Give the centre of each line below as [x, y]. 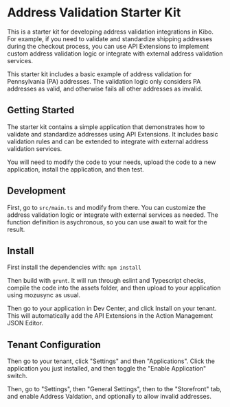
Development [37, 191]
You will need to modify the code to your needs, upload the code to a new [112, 162]
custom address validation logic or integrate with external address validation [115, 54]
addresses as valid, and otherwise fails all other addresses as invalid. [105, 89]
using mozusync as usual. [44, 295]
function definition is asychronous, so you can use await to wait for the [107, 222]
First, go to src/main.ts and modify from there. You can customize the [106, 207]
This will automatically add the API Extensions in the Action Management [110, 316]
